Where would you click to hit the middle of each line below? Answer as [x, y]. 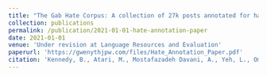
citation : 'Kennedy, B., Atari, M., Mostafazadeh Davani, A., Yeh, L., [129, 60]
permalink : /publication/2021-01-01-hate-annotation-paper [108, 30]
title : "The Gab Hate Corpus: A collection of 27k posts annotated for [129, 15]
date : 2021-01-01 [37, 38]
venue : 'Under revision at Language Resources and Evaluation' [115, 45]
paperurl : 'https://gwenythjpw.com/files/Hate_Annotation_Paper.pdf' [126, 52]
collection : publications [51, 23]
